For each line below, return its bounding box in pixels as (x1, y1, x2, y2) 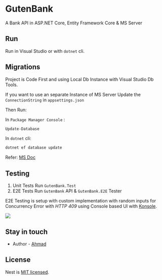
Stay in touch (5, 227, 48, 236)
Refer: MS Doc (5, 154, 36, 160)
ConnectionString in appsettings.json (5, 97, 85, 103)
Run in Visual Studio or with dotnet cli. (5, 48, 85, 54)
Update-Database (5, 126, 39, 131)
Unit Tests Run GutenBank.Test (12, 183, 76, 189)
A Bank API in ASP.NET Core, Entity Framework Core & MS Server (5, 20, 143, 26)
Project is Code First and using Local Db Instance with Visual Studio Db (5, 76, 154, 82)
